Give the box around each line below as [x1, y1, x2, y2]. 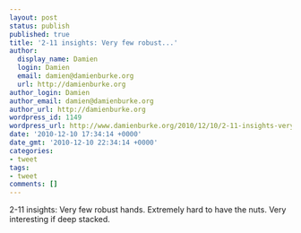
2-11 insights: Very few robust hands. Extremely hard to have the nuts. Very [9, 204, 287, 215]
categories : [9, 146, 54, 155]
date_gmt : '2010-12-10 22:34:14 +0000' [9, 138, 159, 147]
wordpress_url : [9, 122, 66, 131]
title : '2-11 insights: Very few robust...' [9, 38, 178, 47]
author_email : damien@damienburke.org [9, 96, 154, 106]
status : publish [9, 22, 70, 30]
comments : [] [9, 180, 58, 189]
